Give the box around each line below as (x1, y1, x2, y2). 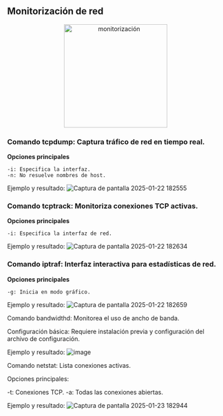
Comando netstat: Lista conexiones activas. (7, 361, 131, 369)
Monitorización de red (7, 6, 104, 17)
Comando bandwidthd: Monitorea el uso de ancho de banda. (7, 313, 180, 322)
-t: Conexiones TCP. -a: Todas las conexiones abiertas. (7, 388, 164, 396)
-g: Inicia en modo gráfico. (7, 289, 91, 295)
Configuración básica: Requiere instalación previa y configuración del (7, 327, 204, 335)
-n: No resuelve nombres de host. (7, 172, 107, 179)
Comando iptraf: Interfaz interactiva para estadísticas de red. (7, 260, 217, 269)
